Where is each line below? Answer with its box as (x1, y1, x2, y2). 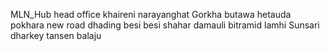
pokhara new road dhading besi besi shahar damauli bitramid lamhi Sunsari (10, 19, 320, 31)
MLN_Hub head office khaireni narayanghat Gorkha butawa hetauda (10, 9, 292, 20)
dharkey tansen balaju (10, 30, 102, 41)
